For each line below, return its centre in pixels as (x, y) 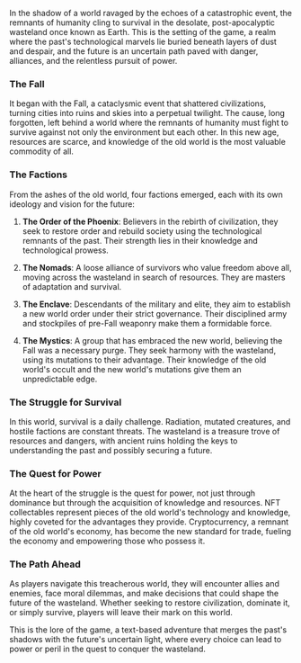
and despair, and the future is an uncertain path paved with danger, (134, 51)
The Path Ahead (45, 564)
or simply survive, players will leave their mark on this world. (121, 613)
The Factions (38, 175)
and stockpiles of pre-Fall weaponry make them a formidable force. (147, 323)
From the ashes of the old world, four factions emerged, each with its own (146, 194)
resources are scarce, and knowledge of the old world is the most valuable (147, 142)
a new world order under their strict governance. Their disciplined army (155, 313)
